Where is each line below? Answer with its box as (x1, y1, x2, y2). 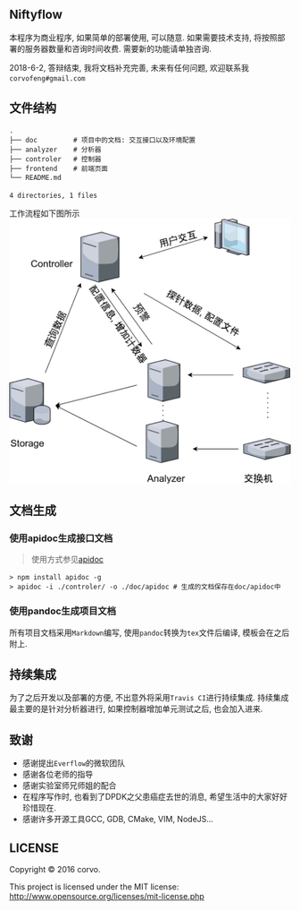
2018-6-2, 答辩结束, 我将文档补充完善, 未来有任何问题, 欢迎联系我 (9, 62, 250, 73)
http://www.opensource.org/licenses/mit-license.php (9, 891, 205, 902)
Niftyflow (9, 7, 62, 22)
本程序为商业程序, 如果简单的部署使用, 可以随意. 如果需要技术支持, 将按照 (9, 31, 278, 43)
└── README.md (9, 173, 62, 182)
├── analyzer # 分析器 (9, 145, 102, 154)
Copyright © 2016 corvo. (9, 864, 101, 875)
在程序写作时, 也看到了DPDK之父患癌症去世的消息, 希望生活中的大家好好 (21, 792, 288, 803)
